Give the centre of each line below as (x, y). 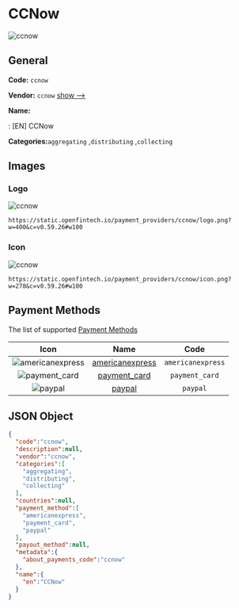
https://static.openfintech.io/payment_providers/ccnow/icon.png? (120, 279)
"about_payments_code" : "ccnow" (74, 560)
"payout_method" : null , (53, 545)
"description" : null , (49, 449)
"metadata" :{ (37, 553)
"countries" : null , (46, 501)
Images (27, 166)
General (28, 61)
